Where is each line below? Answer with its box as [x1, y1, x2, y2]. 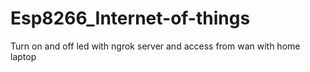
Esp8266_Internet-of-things [10, 7, 251, 30]
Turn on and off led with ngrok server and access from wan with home [10, 40, 301, 52]
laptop [10, 50, 37, 62]
